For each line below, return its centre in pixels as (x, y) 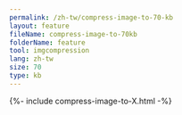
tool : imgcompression (50, 51)
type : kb (25, 76)
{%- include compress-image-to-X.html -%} (91, 101)
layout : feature (39, 26)
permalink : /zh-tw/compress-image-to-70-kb (91, 17)
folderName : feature (48, 42)
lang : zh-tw (31, 59)
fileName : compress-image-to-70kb (74, 34)
